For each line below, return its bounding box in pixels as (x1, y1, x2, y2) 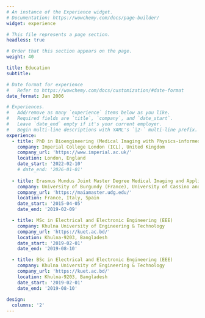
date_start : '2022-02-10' (17, 161, 84, 167)
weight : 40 (6, 54, 34, 60)
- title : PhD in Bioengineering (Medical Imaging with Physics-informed (12, 138, 201, 144)
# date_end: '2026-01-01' (17, 166, 84, 172)
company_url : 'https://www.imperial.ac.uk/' (17, 149, 132, 156)
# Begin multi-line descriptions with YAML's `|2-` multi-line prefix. (6, 127, 198, 133)
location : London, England (17, 155, 86, 161)
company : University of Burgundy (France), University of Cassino (17, 183, 190, 190)
